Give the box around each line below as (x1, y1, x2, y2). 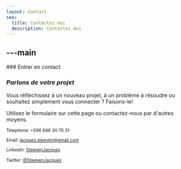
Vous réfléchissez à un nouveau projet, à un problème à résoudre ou (6, 92, 176, 99)
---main (6, 47, 37, 57)
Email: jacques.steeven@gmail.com (6, 137, 79, 143)
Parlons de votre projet (6, 78, 75, 87)
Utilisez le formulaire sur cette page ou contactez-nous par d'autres (6, 110, 174, 117)
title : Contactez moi (11, 20, 66, 26)
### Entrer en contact (6, 63, 61, 70)
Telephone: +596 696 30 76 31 (6, 128, 70, 134)
